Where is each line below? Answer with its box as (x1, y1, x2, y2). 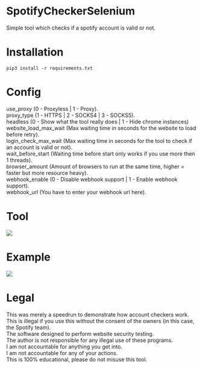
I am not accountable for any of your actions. (6, 349, 118, 356)
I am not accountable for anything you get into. (6, 342, 122, 350)
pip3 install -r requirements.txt (6, 65, 93, 71)
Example (6, 250, 51, 263)
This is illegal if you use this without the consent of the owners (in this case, (6, 317, 195, 324)
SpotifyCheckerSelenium (6, 4, 136, 18)
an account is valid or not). (6, 143, 73, 151)
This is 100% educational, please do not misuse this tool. (6, 356, 148, 363)
